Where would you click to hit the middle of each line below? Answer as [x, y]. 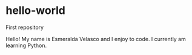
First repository [25, 27]
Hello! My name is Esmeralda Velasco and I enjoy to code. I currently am [96, 39]
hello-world [36, 11]
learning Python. [26, 45]
